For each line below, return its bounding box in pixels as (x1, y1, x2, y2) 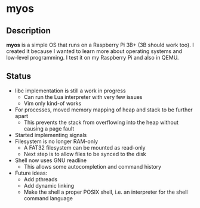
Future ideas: (14, 169, 48, 176)
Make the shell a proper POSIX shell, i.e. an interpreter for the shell (23, 188, 188, 195)
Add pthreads (23, 175, 58, 183)
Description (6, 26, 51, 36)
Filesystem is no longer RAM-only (14, 138, 99, 145)
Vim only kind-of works (23, 100, 82, 107)
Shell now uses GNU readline (14, 157, 87, 164)
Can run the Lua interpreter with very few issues (23, 93, 143, 100)
